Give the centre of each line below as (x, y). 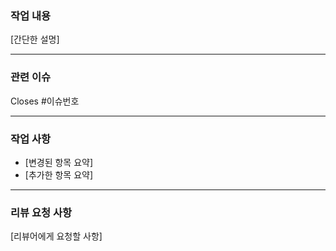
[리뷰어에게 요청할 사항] (56, 236)
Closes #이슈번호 (45, 101)
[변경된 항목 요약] (59, 162)
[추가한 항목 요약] (59, 174)
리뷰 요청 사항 (41, 212)
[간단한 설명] (35, 39)
